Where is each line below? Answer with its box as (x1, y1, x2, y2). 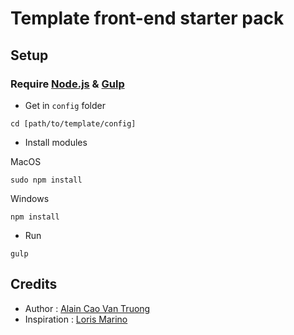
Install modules (24, 136, 88, 148)
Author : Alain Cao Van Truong (24, 302, 151, 314)
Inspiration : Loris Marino (24, 313, 128, 325)
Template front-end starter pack (10, 7, 285, 30)
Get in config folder (24, 99, 106, 111)
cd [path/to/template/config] (10, 118, 137, 129)
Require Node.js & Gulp (10, 77, 125, 91)
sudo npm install (10, 175, 83, 185)
